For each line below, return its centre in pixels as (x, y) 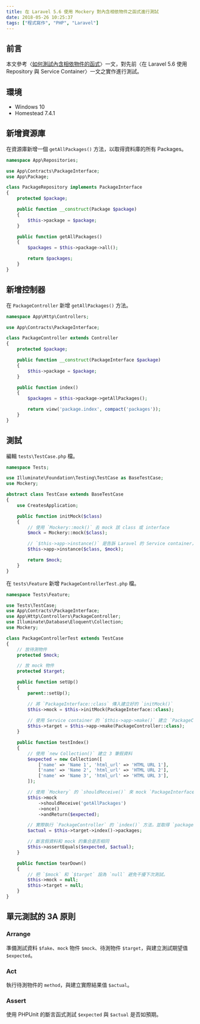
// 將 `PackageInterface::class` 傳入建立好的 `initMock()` (101, 704)
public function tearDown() (51, 863)
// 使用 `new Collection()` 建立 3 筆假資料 (80, 754)
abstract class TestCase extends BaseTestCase (65, 494)
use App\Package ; (28, 177)
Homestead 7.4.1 (35, 113)
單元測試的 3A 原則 (41, 917)
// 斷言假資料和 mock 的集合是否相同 (68, 842)
